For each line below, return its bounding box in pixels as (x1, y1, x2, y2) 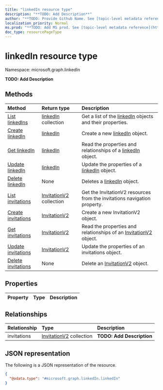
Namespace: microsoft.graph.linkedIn (5, 67, 80, 72)
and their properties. (81, 119, 128, 125)
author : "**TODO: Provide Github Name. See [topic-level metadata (5, 16, 142, 21)
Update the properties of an (81, 243, 145, 249)
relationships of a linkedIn (81, 147, 140, 154)
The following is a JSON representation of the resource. (5, 362, 116, 368)
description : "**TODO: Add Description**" (5, 12, 92, 17)
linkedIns (7, 119, 28, 125)
